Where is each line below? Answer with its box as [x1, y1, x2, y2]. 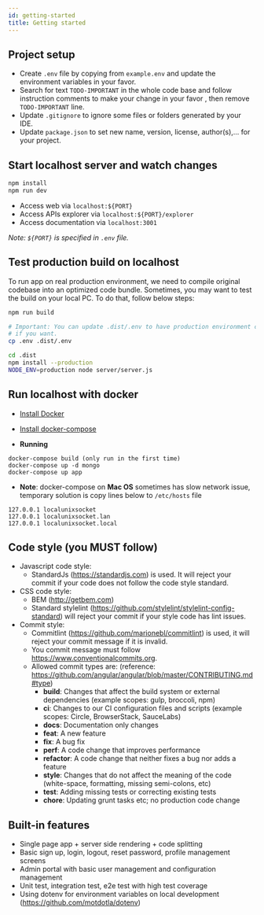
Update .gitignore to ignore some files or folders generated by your [19, 111, 242, 120]
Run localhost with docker [8, 388, 139, 401]
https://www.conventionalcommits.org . [31, 654, 158, 663]
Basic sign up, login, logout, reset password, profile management [19, 847, 230, 858]
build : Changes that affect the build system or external [42, 687, 220, 696]
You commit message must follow [31, 645, 141, 655]
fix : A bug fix [42, 737, 86, 747]
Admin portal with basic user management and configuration [19, 865, 216, 874]
